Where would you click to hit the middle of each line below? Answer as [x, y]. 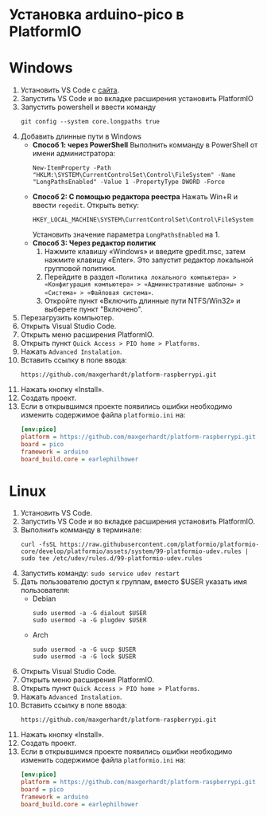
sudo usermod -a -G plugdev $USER [89, 620]
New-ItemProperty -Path [72, 168]
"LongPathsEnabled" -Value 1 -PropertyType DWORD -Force [129, 182]
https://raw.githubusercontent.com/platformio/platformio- [160, 545]
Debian [44, 598]
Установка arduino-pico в [97, 15]
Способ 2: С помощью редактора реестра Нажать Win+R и [135, 197]
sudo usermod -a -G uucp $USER [84, 650]
